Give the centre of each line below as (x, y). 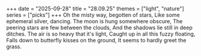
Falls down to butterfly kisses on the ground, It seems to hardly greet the (96, 40)
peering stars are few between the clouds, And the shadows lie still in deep (99, 27)
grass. (14, 46)
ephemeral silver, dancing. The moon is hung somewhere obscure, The (94, 21)
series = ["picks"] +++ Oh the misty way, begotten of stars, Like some (93, 15)
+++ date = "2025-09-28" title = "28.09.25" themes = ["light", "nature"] (95, 9)
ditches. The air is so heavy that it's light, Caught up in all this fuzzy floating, (101, 34)
